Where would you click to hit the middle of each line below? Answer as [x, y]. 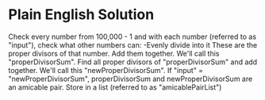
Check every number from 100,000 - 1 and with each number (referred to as [132, 37]
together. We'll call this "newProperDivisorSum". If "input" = [106, 70]
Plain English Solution [81, 15]
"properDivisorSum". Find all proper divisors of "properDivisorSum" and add [133, 62]
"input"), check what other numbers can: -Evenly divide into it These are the [133, 44]
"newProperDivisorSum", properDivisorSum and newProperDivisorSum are [131, 79]
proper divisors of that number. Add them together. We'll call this [114, 53]
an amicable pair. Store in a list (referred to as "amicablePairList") [115, 87]
